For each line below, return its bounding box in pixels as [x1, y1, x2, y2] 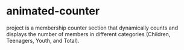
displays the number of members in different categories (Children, [6, 30, 171, 37]
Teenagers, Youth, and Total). [6, 37, 80, 44]
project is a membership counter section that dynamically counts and [6, 24, 179, 31]
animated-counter [6, 4, 100, 18]
